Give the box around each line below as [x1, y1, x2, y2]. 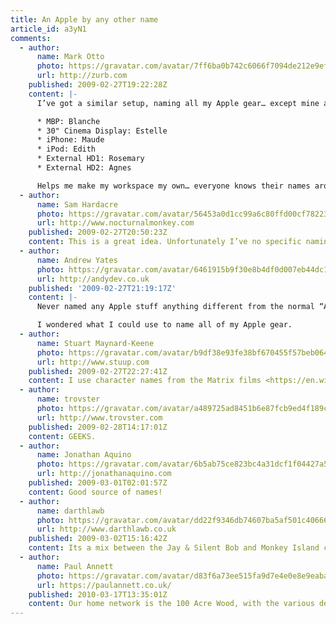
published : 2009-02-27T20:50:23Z [28, 227, 168, 238]
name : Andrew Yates [36, 255, 118, 265]
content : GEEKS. [28, 431, 97, 441]
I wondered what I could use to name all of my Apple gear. [36, 320, 293, 330]
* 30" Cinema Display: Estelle [36, 126, 168, 136]
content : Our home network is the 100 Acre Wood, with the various [28, 599, 315, 609]
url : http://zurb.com [36, 71, 128, 81]
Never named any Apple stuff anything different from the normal [36, 302, 315, 312]
